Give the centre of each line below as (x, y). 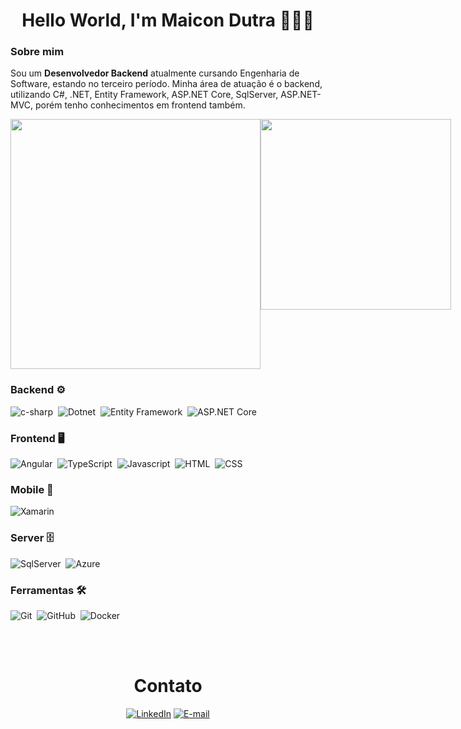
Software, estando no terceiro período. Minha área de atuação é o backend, (166, 84)
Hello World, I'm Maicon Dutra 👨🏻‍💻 (168, 20)
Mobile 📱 (32, 489)
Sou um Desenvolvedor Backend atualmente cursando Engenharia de (155, 73)
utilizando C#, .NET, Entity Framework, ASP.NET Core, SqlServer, (144, 95)
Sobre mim (37, 52)
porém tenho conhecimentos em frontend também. (140, 105)
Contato (168, 686)
